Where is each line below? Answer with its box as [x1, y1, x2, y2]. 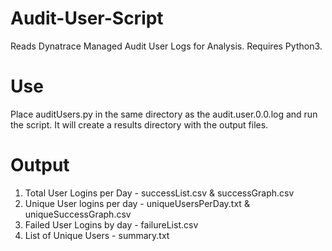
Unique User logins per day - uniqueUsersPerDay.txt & [24, 197, 250, 209]
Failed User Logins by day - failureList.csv [24, 218, 199, 231]
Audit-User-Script [10, 7, 164, 30]
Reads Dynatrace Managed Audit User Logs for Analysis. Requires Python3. [10, 40, 323, 52]
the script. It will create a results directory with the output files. [10, 118, 269, 131]
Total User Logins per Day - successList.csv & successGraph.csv [24, 187, 295, 199]
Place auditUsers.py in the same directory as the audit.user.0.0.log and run [10, 108, 318, 120]
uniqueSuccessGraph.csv [24, 208, 132, 220]
